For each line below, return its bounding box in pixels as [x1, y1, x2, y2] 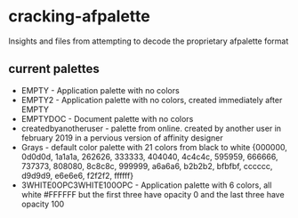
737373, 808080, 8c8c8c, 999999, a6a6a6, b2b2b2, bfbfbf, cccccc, [20, 160, 273, 171]
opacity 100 [20, 198, 65, 209]
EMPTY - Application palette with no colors [20, 85, 180, 95]
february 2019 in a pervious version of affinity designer [20, 132, 223, 143]
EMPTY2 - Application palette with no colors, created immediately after [20, 94, 283, 105]
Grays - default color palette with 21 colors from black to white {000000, [20, 141, 288, 152]
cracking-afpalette [8, 6, 150, 27]
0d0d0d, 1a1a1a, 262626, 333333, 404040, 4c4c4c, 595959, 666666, [20, 151, 278, 162]
